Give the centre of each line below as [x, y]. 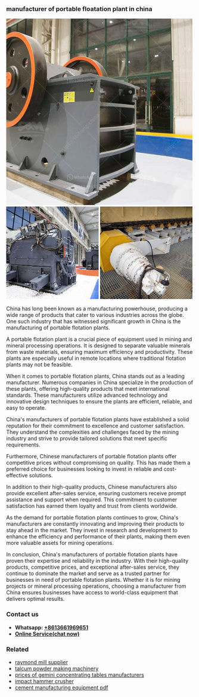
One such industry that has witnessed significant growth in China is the [94, 322]
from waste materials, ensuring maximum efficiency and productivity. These [99, 352]
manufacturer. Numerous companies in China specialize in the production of [100, 383]
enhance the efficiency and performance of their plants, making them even [98, 536]
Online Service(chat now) [47, 634]
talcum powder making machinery [57, 668]
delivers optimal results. [35, 599]
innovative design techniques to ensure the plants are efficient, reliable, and [99, 402]
